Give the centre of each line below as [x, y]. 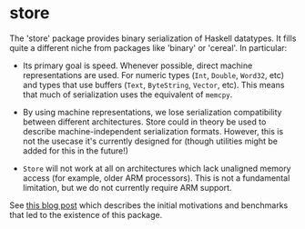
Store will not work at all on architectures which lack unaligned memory [157, 168]
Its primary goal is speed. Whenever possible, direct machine [137, 65]
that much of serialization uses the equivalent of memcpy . [127, 95]
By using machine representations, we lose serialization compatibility [152, 112]
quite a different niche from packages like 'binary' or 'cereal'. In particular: [148, 47]
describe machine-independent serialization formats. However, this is [153, 131]
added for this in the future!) [76, 150]
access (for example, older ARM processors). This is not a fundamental [156, 178]
